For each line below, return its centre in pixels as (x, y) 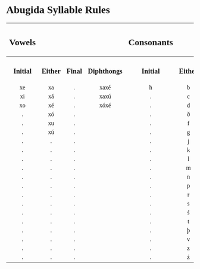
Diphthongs (105, 71)
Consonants (151, 42)
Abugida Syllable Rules (58, 10)
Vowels (23, 42)
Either (51, 71)
